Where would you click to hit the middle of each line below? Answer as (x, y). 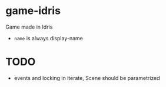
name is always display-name (48, 38)
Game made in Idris (29, 27)
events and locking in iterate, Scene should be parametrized (87, 78)
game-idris (33, 11)
